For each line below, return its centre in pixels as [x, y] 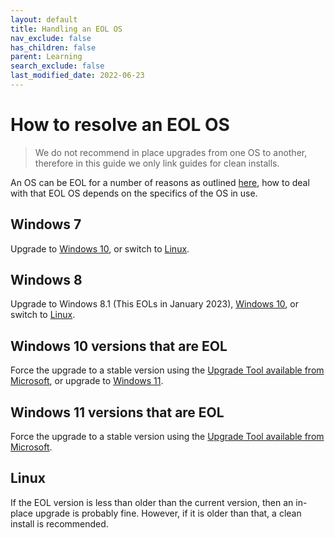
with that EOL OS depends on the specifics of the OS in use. [134, 193]
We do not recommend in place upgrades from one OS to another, [171, 152]
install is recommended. [59, 523]
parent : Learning [46, 57]
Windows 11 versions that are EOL [117, 412]
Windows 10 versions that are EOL [119, 346]
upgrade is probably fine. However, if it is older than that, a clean [168, 513]
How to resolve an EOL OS [120, 125]
